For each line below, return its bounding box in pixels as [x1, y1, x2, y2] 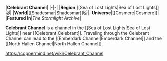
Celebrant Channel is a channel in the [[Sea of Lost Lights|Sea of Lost [5, 25, 150, 31]
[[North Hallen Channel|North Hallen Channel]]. [5, 41, 103, 47]
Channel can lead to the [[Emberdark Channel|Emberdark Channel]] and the [5, 35, 162, 41]
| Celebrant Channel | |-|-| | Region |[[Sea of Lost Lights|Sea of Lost [5, 5, 142, 10]
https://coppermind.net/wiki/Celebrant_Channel [5, 50, 104, 56]
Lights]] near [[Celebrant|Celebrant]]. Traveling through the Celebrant [5, 30, 149, 36]
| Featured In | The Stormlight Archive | [5, 15, 81, 21]
